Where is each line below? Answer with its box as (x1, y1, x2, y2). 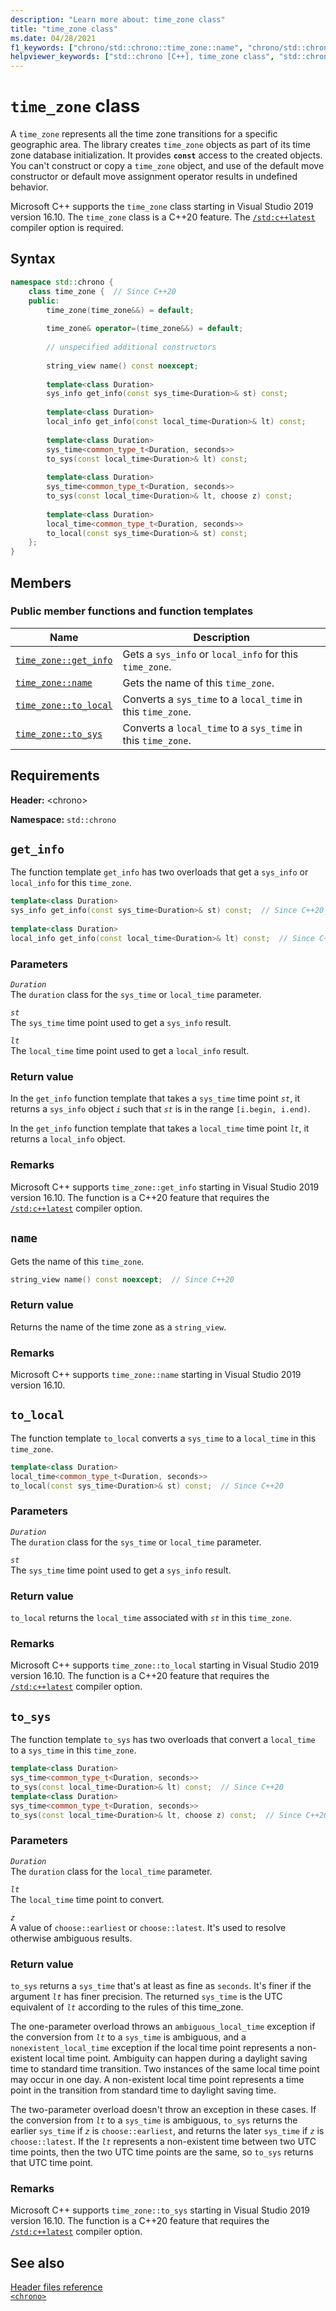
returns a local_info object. (10, 1133, 126, 1145)
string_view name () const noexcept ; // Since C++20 (10, 1274, 235, 1285)
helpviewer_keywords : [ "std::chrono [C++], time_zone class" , (10, 52, 275, 62)
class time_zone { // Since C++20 (28, 286, 177, 296)
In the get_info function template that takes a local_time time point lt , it (10, 1122, 310, 1135)
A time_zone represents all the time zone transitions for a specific (10, 128, 278, 140)
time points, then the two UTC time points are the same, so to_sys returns (10, 2146, 314, 2158)
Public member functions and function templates (10, 604, 254, 618)
